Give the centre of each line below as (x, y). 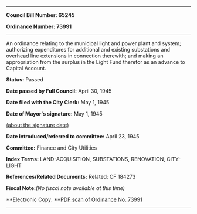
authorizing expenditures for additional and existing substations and (88, 50)
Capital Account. (26, 68)
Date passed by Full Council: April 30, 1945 (59, 91)
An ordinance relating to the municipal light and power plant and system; (94, 43)
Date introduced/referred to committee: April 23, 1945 (73, 136)
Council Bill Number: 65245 (40, 15)
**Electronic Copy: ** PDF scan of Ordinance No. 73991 (74, 199)
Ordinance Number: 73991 (39, 26)
